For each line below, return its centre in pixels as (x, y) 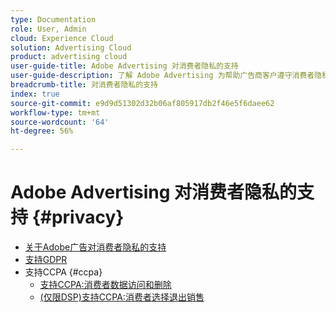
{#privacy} (78, 217)
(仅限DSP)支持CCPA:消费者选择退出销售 (122, 297)
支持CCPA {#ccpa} (63, 272)
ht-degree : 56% (42, 131)
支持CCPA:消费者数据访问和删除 (105, 285)
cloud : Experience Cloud (62, 38)
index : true (35, 94)
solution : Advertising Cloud (71, 47)
